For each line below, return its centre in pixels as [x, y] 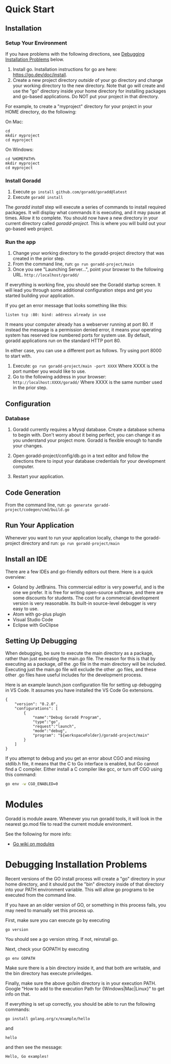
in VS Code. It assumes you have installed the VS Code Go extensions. [80, 690]
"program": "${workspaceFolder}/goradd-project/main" [91, 735]
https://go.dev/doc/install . [40, 75]
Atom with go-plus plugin [39, 614]
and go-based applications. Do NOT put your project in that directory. [86, 96]
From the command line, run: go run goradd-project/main [73, 264]
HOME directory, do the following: [41, 111]
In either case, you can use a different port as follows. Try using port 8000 [83, 351]
